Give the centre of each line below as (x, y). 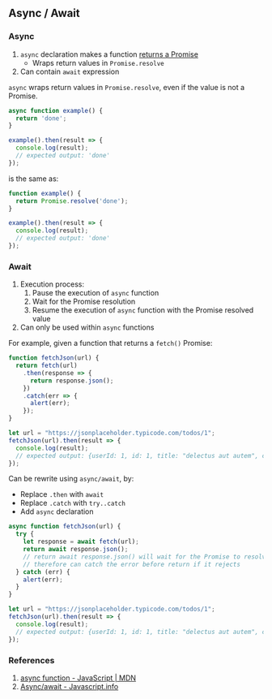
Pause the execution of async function (96, 293)
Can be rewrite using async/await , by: (71, 479)
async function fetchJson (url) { (65, 527)
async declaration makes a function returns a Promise (109, 54)
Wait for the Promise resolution (84, 302)
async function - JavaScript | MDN (78, 678)
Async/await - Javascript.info (69, 686)
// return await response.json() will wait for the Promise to (132, 557)
